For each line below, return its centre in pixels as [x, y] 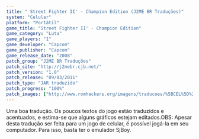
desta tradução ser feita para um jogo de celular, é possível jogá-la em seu [97, 123]
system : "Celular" [29, 17]
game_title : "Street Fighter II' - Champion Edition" [74, 28]
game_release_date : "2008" [39, 56]
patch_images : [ [26, 94]
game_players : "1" [29, 39]
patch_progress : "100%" [36, 89]
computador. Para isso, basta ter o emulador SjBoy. [69, 130]
